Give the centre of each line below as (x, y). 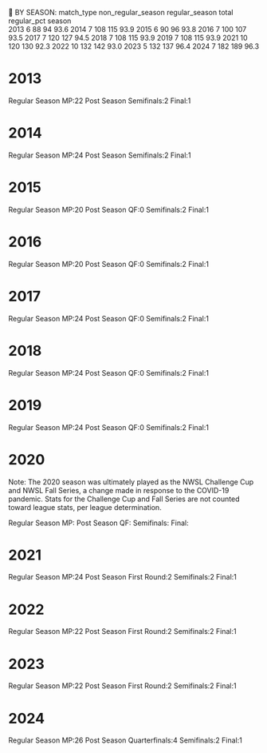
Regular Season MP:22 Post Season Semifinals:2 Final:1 (100, 101)
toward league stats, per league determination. (85, 507)
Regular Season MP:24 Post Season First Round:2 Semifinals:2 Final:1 (123, 577)
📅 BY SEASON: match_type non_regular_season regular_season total (121, 12)
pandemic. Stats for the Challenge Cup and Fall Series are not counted (124, 499)
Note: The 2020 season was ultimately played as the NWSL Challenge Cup (131, 482)
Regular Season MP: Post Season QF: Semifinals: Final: (98, 523)
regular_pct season (40, 21)
